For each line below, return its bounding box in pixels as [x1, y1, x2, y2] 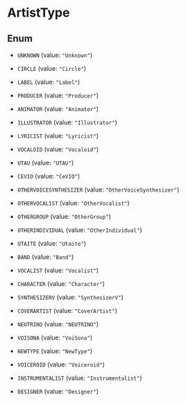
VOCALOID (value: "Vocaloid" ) [17, 145, 99, 153]
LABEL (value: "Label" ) [17, 78, 81, 86]
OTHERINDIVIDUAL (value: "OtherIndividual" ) [17, 226, 142, 234]
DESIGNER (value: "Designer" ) [17, 387, 99, 395]
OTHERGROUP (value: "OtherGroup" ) [17, 212, 111, 220]
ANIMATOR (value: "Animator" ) [17, 105, 99, 112]
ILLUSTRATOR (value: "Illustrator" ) [17, 118, 118, 126]
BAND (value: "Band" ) [17, 253, 74, 261]
